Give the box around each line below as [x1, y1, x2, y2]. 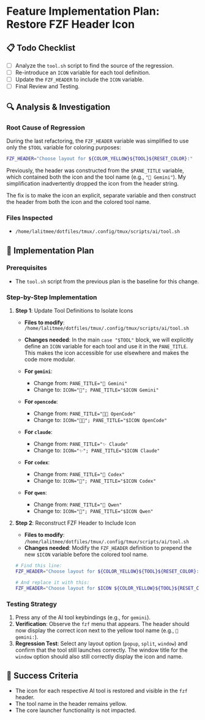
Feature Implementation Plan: [6, 4, 160, 18]
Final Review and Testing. [15, 83, 80, 90]
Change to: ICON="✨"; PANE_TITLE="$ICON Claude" [33, 447, 160, 454]
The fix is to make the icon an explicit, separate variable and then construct [6, 192, 196, 199]
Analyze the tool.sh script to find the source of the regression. [15, 62, 174, 69]
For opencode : [24, 398, 58, 405]
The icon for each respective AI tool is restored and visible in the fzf [15, 687, 188, 694]
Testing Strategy [6, 600, 57, 608]
